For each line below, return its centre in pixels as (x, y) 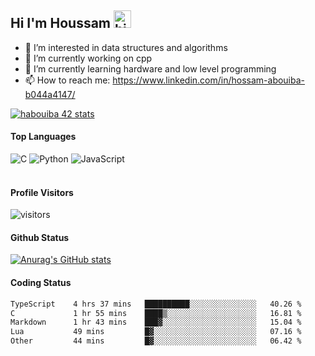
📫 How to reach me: (67, 80)
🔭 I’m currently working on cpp (88, 58)
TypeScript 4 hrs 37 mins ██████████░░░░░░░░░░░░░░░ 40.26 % (156, 304)
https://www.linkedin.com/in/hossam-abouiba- (209, 80)
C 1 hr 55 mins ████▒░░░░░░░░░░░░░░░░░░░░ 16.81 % (156, 313)
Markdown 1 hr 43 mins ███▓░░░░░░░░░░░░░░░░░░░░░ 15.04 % (156, 322)
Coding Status (41, 283)
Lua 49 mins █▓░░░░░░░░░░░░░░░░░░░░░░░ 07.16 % (156, 332)
